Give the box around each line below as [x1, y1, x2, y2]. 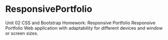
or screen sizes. [5, 30, 39, 36]
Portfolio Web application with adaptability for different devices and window [5, 25, 163, 31]
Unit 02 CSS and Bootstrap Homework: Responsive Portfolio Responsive [5, 20, 155, 26]
